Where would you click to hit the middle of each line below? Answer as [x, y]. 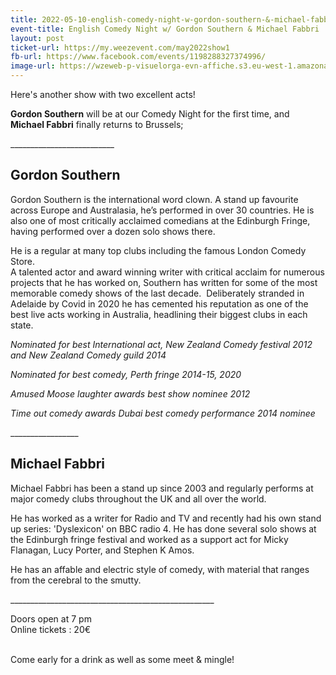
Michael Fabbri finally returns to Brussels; [97, 124]
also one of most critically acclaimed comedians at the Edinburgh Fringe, [160, 220]
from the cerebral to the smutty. [76, 580]
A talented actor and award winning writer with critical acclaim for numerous [167, 272]
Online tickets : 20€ [51, 629]
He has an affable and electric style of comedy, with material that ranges [160, 569]
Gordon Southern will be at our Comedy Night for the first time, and [150, 114]
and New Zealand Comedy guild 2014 [88, 355]
